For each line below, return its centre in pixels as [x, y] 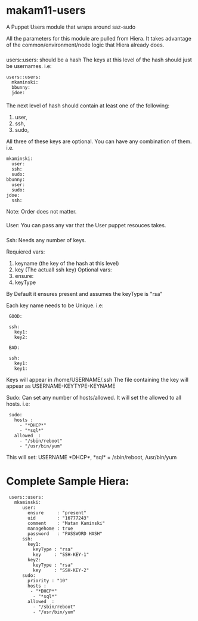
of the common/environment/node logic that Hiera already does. [85, 45]
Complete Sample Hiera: [68, 481]
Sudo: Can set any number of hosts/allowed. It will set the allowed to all [94, 397]
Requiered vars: [26, 252]
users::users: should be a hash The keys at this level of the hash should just [99, 60]
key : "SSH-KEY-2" [61, 570]
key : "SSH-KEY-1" [61, 554]
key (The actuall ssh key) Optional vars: [63, 270]
